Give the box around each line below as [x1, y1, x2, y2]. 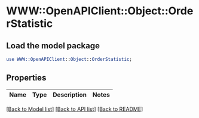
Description [53, 91, 87, 99]
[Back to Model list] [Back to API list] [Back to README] [6, 105, 143, 113]
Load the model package [6, 41, 100, 51]
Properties [6, 73, 47, 83]
